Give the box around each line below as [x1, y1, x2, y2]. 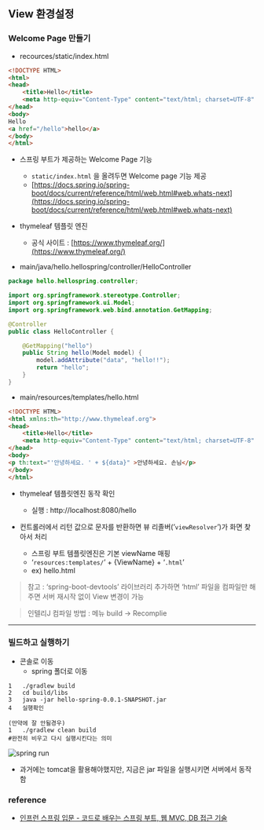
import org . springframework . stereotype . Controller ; [8, 291, 181, 300]
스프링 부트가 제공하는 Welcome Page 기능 [19, 155, 153, 164]
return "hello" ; [36, 364, 90, 371]
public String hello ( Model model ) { [22, 349, 143, 357]
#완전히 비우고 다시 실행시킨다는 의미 [8, 734, 112, 742]
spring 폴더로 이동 [31, 666, 88, 675]
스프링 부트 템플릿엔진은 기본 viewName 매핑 [31, 548, 170, 558]
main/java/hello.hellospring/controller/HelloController [19, 262, 192, 272]
